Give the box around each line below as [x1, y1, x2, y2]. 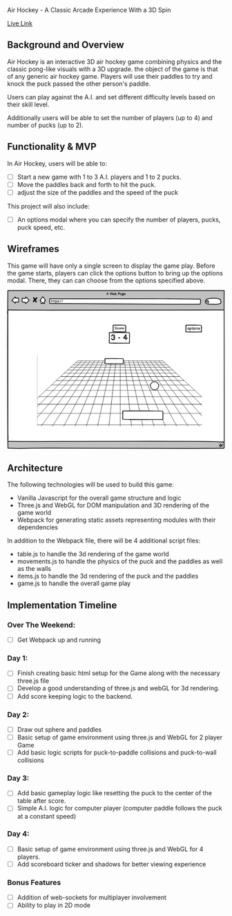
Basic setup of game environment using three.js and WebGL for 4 [17, 845, 204, 853]
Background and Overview [7, 39, 124, 51]
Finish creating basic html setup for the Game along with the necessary [17, 669, 220, 677]
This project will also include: [7, 202, 90, 210]
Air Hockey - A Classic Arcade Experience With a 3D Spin [7, 6, 171, 14]
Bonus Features [7, 877, 61, 887]
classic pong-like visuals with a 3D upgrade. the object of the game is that [7, 65, 219, 73]
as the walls [17, 565, 52, 573]
